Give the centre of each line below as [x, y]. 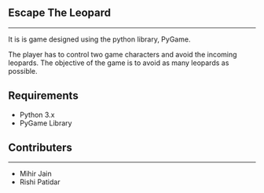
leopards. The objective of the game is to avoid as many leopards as [119, 63]
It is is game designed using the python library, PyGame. [99, 39]
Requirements [43, 96]
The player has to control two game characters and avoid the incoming [123, 54]
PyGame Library [46, 123]
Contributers [40, 148]
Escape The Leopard [60, 13]
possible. [23, 71]
